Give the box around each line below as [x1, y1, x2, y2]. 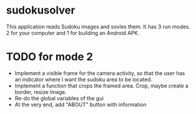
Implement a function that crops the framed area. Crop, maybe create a [14, 82, 189, 89]
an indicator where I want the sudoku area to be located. [14, 76, 152, 83]
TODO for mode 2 [6, 50, 93, 64]
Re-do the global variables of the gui [14, 95, 104, 102]
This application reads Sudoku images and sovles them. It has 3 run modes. [6, 23, 191, 30]
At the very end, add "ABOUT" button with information [14, 101, 146, 108]
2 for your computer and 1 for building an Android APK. [6, 29, 140, 36]
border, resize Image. [14, 88, 67, 95]
